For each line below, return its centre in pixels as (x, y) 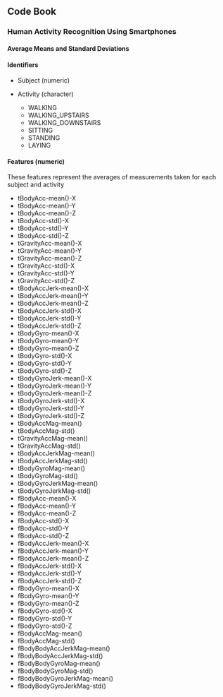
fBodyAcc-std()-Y (43, 528)
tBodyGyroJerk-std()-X (51, 401)
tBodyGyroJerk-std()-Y (51, 408)
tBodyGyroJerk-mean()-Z (55, 393)
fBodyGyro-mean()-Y (48, 596)
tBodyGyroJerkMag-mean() (58, 484)
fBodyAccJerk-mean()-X (53, 544)
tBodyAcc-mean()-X (47, 198)
